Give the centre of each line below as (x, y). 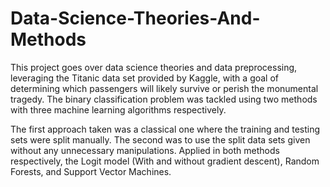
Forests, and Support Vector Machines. (91, 171)
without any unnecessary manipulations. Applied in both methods (145, 150)
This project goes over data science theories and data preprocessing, (154, 67)
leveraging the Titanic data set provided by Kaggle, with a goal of (145, 78)
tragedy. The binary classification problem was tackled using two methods (164, 99)
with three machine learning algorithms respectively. (118, 109)
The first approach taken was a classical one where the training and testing (165, 129)
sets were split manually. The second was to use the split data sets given (160, 139)
